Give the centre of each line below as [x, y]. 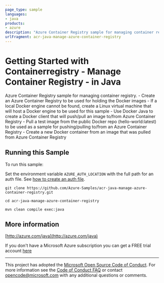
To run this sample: [24, 164]
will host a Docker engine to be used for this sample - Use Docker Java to [79, 111]
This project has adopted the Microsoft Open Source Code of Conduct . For [80, 265]
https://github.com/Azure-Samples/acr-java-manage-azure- [87, 188]
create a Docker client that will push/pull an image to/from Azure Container [80, 116]
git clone [15, 188]
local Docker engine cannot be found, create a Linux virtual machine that [78, 106]
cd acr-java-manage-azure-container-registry [52, 201]
